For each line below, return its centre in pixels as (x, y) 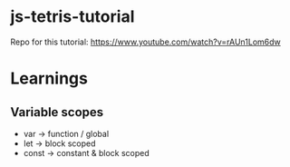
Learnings (49, 79)
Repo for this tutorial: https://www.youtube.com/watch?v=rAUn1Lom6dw (146, 42)
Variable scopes (57, 112)
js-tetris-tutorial (72, 17)
